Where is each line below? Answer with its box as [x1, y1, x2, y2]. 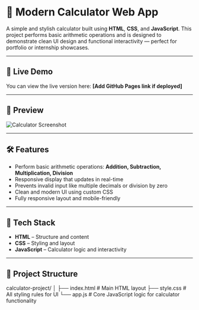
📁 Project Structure [6, 268, 78, 279]
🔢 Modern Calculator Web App [6, 5, 159, 19]
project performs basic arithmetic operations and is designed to [6, 31, 162, 38]
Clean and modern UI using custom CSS [14, 188, 114, 195]
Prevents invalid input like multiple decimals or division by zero [14, 182, 168, 189]
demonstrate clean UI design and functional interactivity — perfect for [6, 37, 178, 45]
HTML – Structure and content [14, 233, 89, 241]
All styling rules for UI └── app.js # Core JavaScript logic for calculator [6, 291, 180, 298]
